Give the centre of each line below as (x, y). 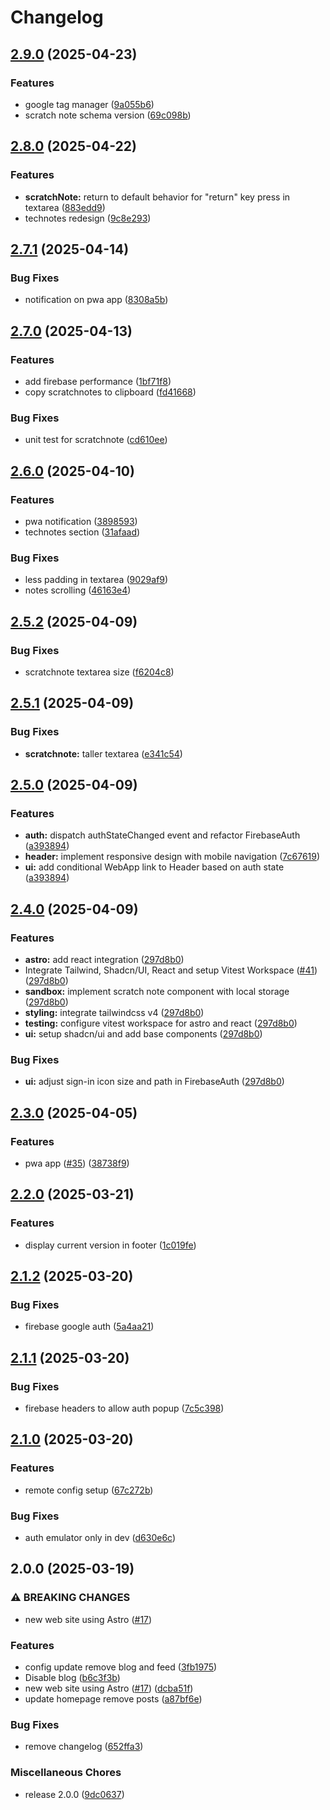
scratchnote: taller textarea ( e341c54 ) (103, 753)
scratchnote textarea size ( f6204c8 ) (99, 672)
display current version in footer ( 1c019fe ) (110, 1245)
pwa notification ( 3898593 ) (81, 521)
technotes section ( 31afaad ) (82, 532)
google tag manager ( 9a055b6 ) (89, 104)
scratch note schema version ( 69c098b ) (108, 115)
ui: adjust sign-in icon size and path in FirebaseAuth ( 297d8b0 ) (154, 1082)
